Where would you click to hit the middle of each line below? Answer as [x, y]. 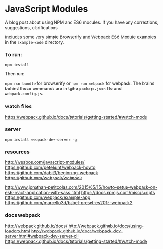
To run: [14, 54]
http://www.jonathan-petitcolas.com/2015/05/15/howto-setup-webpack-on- [81, 187]
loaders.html [18, 231]
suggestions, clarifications [32, 27]
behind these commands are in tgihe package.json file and [63, 89]
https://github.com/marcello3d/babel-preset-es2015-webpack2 [69, 203]
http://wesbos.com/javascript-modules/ [45, 162]
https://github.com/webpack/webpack [44, 178]
